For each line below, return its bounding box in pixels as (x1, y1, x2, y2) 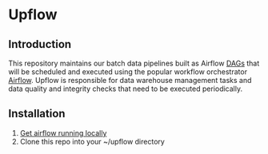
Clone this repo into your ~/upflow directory (19, 136, 166, 146)
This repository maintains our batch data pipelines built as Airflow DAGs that (8, 58, 260, 68)
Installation (8, 107, 66, 120)
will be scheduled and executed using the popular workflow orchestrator (8, 67, 248, 77)
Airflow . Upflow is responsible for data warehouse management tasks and (8, 76, 252, 85)
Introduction (8, 38, 72, 51)
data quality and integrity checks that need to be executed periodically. (8, 84, 242, 93)
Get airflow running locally (19, 128, 107, 137)
